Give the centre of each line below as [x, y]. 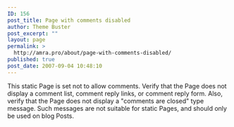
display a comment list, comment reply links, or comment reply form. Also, [115, 93]
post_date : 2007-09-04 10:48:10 [55, 66]
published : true [31, 60]
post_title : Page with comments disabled [69, 20]
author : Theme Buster [39, 27]
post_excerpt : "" [33, 33]
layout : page [26, 40]
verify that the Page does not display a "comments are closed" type [106, 101]
